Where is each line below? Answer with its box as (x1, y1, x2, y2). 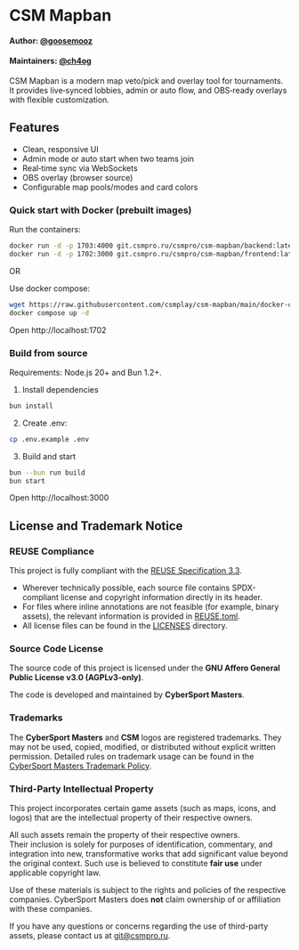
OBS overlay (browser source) (21, 172, 133, 183)
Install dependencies (21, 384, 100, 394)
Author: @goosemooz (9, 35, 93, 45)
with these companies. (9, 903, 93, 913)
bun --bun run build (9, 468, 86, 477)
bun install (9, 402, 53, 410)
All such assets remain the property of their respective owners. (9, 829, 240, 840)
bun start (9, 476, 46, 485)
